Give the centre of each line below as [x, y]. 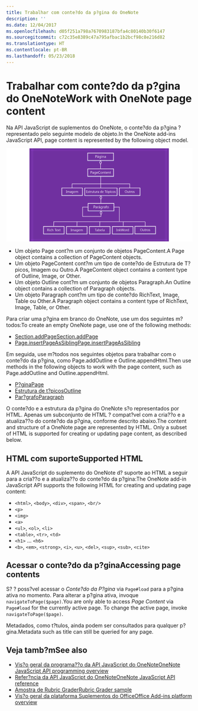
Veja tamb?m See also [47, 650]
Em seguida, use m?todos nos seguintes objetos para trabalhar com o [91, 354]
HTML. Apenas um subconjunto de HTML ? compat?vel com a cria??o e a [95, 415]
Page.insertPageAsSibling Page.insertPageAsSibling [77, 343]
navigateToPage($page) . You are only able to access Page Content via [90, 601]
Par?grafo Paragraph [39, 397]
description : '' [26, 19]
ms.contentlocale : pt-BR [37, 50]
